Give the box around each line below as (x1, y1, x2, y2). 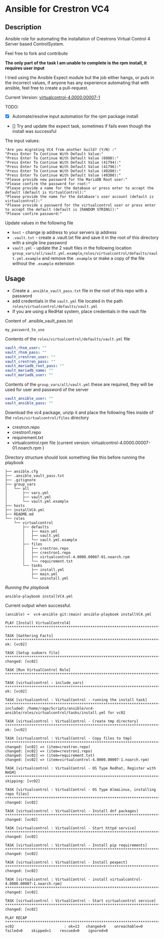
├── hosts (5, 503, 25, 508)
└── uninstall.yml (31, 576, 69, 581)
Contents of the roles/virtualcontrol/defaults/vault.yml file (5, 336, 130, 341)
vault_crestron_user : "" (5, 354, 56, 360)
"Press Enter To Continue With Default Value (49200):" (5, 169, 121, 174)
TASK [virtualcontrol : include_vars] (5, 680, 84, 685)
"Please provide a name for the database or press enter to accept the (5, 186, 154, 191)
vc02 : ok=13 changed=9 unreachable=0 (5, 924, 143, 929)
